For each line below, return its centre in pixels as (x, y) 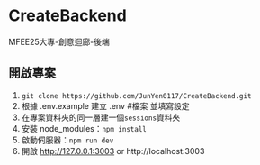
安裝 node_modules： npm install (84, 128)
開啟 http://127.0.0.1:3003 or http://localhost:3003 (113, 151)
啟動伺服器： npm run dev (67, 140)
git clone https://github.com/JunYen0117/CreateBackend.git (136, 96)
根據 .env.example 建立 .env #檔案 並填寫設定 (105, 105)
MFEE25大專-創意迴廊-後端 (59, 41)
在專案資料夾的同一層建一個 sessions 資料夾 (101, 117)
